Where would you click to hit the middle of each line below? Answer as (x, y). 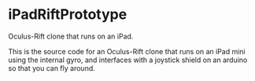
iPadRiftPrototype (68, 15)
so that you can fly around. (52, 68)
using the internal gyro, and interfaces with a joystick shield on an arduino (128, 60)
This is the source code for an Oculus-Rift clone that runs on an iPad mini (127, 51)
